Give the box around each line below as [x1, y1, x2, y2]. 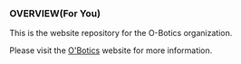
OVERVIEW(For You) [9, 7, 101, 20]
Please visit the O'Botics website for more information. [9, 45, 213, 56]
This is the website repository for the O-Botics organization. [9, 28, 233, 39]
